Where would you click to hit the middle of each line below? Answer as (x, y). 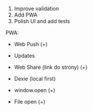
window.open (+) (34, 90)
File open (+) (29, 102)
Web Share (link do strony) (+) (51, 67)
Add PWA (26, 15)
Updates (24, 56)
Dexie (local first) (35, 79)
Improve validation (36, 9)
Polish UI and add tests (42, 21)
